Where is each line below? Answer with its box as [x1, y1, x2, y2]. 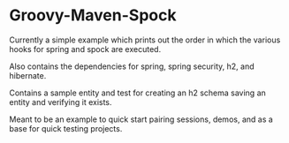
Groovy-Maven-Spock [9, 5, 177, 26]
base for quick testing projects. [9, 123, 123, 133]
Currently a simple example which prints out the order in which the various [9, 34, 281, 45]
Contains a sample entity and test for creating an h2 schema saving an [9, 87, 267, 98]
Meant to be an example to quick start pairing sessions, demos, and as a [9, 114, 274, 124]
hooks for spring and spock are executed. [9, 43, 162, 54]
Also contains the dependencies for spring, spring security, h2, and [9, 61, 255, 71]
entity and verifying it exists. [9, 96, 112, 107]
